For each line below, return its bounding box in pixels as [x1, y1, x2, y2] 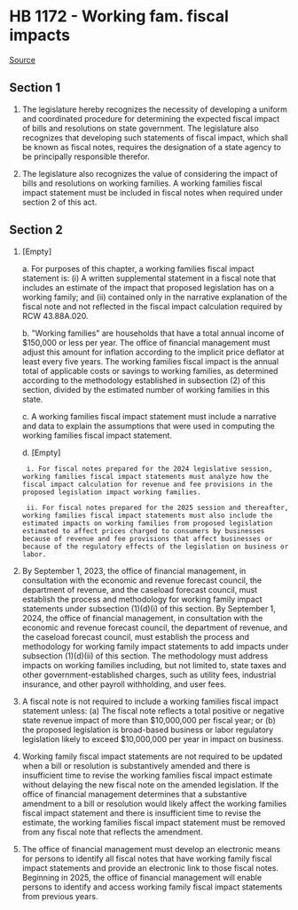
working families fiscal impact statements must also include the [21, 511, 273, 520]
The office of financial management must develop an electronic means [21, 843, 281, 854]
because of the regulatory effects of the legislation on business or [21, 542, 289, 551]
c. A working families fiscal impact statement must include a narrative [21, 411, 277, 421]
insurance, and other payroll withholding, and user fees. [21, 678, 227, 690]
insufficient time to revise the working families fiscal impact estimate [21, 770, 273, 780]
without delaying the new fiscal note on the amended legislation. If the [21, 779, 279, 790]
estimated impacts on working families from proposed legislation [21, 518, 273, 528]
